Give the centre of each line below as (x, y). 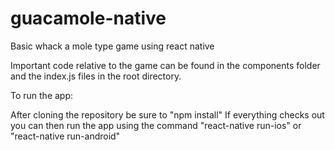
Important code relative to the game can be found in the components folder (165, 65)
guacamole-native (88, 18)
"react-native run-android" (65, 136)
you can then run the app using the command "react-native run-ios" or (156, 125)
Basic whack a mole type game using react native (112, 46)
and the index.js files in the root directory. (96, 76)
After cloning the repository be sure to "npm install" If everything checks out (167, 114)
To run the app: (42, 95)
